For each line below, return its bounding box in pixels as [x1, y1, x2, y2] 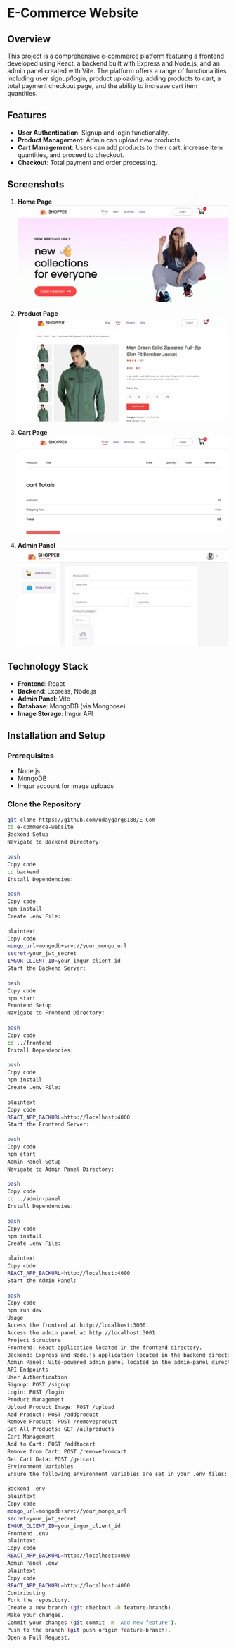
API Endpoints [7, 1366, 49, 1374]
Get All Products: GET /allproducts [7, 1426, 114, 1433]
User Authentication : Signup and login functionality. [17, 128, 170, 137]
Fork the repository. [7, 1597, 71, 1604]
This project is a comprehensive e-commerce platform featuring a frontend [7, 51, 225, 60]
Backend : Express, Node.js [17, 687, 97, 695]
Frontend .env [7, 1530, 49, 1537]
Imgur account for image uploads [17, 782, 114, 790]
